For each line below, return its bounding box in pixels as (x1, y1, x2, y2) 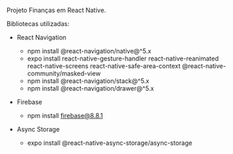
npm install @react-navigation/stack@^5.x (27, 77, 150, 85)
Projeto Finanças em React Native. (6, 6, 107, 14)
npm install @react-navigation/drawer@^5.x (27, 84, 154, 92)
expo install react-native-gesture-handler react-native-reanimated (27, 54, 219, 63)
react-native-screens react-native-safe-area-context (27, 62, 181, 70)
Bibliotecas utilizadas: (6, 20, 69, 27)
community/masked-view (27, 70, 101, 77)
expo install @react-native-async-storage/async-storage (27, 139, 192, 147)
